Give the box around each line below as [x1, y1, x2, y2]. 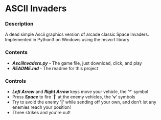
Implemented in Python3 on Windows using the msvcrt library [5, 37, 130, 43]
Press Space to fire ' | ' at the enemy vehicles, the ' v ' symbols [12, 94, 136, 100]
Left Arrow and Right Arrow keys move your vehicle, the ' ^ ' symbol [12, 89, 148, 95]
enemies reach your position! [12, 104, 71, 110]
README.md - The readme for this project [12, 65, 98, 71]
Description [5, 21, 34, 27]
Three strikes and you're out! [12, 110, 71, 116]
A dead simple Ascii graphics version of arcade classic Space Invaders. [5, 31, 149, 37]
